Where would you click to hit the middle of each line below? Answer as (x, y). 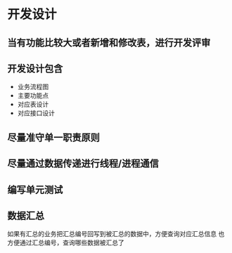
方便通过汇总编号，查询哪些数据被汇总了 (66, 242)
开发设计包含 (35, 69)
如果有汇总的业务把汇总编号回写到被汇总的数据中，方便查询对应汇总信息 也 (116, 234)
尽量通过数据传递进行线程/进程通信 (83, 163)
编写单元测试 (35, 189)
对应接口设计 (36, 113)
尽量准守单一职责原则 (53, 137)
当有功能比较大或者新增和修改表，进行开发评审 (109, 43)
